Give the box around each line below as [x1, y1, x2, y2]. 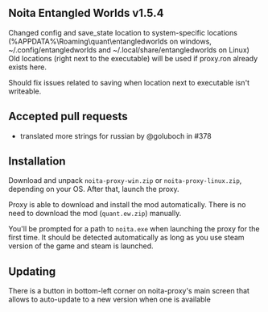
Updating [8, 264, 56, 278]
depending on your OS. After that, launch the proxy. [8, 185, 179, 194]
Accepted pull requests [8, 110, 128, 123]
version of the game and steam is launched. [8, 241, 155, 251]
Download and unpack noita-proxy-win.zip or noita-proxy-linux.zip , [8, 176, 242, 185]
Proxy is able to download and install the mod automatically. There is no [8, 200, 246, 210]
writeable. [8, 86, 42, 96]
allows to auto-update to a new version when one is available [8, 294, 211, 305]
